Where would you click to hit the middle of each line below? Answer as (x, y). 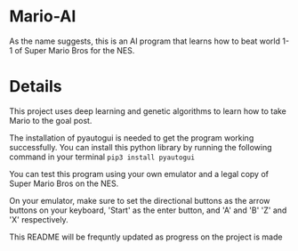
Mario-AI (43, 16)
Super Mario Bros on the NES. (64, 183)
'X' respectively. (39, 219)
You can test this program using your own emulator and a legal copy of (139, 174)
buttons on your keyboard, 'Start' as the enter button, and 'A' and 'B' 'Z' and (148, 210)
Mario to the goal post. (51, 120)
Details (36, 87)
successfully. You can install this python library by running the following (141, 147)
